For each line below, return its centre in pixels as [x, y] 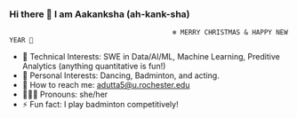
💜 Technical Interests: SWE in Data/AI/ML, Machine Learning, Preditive [151, 57]
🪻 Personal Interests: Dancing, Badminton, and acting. [120, 75]
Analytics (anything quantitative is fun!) [94, 67]
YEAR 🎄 [21, 40]
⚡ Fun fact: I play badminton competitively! [100, 105]
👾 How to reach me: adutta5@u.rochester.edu [106, 85]
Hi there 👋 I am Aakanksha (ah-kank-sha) [100, 14]
